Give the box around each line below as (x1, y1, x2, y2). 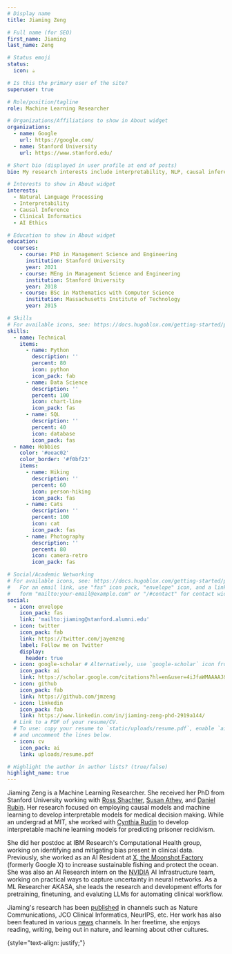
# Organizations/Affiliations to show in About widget (7, 117, 168, 124)
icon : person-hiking (32, 488, 91, 495)
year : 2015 (25, 302, 57, 309)
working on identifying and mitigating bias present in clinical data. (7, 846, 195, 855)
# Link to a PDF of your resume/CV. (13, 719, 119, 726)
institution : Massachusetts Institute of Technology (25, 296, 181, 303)
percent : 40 (32, 424, 67, 431)
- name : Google (13, 130, 57, 137)
